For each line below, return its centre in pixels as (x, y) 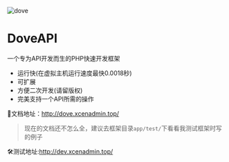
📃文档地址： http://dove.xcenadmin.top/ (63, 113)
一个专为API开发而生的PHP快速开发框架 (64, 58)
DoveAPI (32, 39)
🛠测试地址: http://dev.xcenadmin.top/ (60, 151)
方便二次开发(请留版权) (50, 90)
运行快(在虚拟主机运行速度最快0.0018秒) (75, 73)
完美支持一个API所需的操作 (56, 99)
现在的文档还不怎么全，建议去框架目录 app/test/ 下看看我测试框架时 (120, 128)
